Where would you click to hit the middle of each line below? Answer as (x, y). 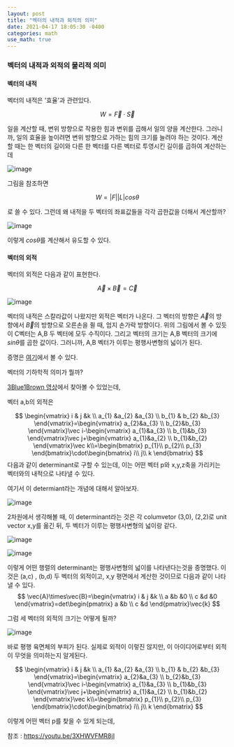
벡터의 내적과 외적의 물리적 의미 (57, 66)
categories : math (32, 33)
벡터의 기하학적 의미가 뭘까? (45, 372)
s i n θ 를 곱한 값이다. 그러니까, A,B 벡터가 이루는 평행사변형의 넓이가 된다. (105, 343)
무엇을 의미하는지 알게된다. (51, 655)
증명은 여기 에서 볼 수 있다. (43, 357)
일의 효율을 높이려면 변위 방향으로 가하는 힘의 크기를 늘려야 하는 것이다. (113, 138)
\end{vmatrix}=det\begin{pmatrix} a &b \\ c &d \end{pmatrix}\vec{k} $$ (117, 604)
